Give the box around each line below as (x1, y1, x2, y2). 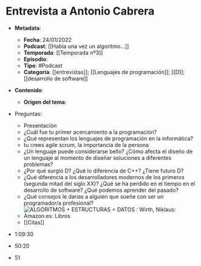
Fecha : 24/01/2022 (23, 36, 72, 43)
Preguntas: (14, 110, 43, 117)
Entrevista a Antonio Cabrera (5, 4, 155, 18)
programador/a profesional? (23, 199, 94, 206)
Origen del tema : (23, 98, 67, 106)
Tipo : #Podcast (23, 62, 63, 69)
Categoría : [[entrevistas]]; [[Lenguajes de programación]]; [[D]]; (23, 68, 185, 75)
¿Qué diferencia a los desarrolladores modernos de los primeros (23, 173, 185, 180)
